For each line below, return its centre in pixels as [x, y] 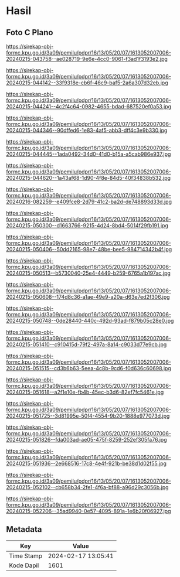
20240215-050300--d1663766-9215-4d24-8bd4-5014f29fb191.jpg [87, 226]
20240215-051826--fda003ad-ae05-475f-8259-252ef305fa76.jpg [86, 440]
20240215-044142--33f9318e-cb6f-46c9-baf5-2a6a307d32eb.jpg [87, 83]
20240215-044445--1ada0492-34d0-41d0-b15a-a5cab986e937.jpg [89, 154]
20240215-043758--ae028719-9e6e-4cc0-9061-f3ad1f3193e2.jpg [87, 59]
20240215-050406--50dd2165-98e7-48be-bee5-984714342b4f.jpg [89, 249]
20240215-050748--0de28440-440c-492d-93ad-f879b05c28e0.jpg [90, 321]
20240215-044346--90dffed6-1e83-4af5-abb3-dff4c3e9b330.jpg [87, 130]
